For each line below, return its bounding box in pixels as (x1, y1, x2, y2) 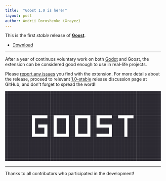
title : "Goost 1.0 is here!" (5, 8, 68, 13)
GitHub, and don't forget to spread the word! (5, 81, 96, 87)
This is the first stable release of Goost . (5, 33, 86, 38)
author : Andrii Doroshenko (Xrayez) (5, 18, 81, 23)
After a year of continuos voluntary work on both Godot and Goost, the (5, 56, 149, 62)
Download (12, 42, 34, 48)
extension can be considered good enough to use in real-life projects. (5, 62, 147, 68)
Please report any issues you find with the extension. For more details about (5, 71, 160, 77)
